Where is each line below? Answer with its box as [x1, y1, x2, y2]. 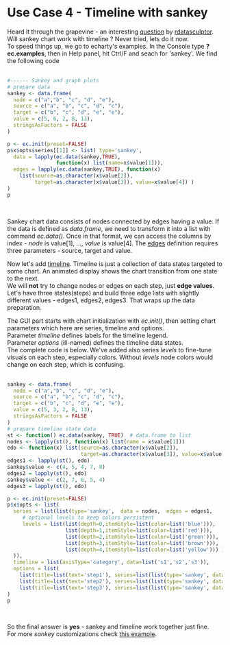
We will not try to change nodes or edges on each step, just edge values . [7, 281, 214, 289]
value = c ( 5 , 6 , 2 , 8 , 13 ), [13, 115, 94, 123]
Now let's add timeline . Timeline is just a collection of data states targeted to [7, 259, 222, 268]
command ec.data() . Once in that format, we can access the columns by [7, 232, 212, 240]
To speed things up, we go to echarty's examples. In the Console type [7, 42, 205, 50]
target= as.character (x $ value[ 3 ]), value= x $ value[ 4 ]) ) [34, 179, 194, 186]
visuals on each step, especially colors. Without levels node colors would [7, 353, 214, 361]
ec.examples [7, 49, 45, 58]
